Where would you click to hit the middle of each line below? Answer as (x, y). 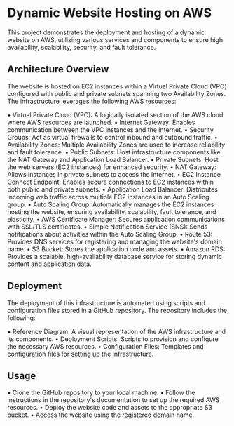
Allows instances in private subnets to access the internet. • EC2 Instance (114, 174)
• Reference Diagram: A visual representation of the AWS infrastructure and (117, 331)
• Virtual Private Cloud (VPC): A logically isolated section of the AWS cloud (115, 114)
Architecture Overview (58, 69)
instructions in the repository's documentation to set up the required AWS (113, 400)
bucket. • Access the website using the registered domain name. (101, 415)
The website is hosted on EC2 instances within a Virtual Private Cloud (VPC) (117, 86)
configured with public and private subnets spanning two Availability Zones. (117, 93)
